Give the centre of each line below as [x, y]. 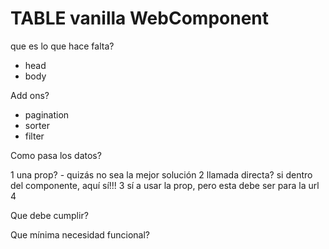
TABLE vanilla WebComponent [139, 18]
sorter [37, 125]
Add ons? [30, 95]
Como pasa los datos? [56, 155]
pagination [47, 114]
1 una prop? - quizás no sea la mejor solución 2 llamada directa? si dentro [161, 174]
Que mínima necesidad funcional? [80, 234]
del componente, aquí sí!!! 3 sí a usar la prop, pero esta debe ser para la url [165, 185]
